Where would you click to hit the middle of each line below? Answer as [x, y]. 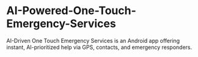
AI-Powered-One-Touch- [71, 11]
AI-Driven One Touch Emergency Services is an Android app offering [93, 40]
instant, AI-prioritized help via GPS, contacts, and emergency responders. [99, 47]
